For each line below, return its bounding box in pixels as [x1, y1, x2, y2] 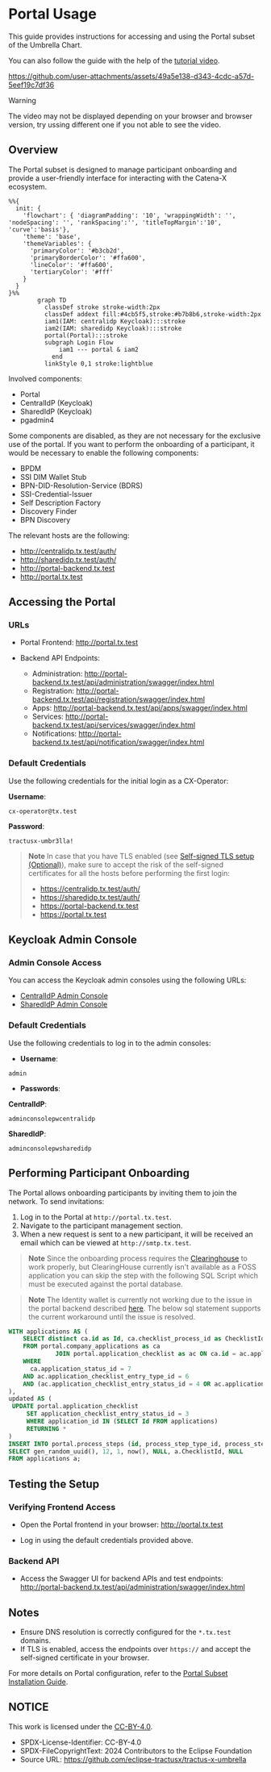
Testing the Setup [8, 1477, 99, 1491]
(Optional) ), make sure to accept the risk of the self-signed [27, 860, 224, 869]
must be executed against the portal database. [27, 1279, 183, 1289]
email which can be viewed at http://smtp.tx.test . [19, 1237, 192, 1247]
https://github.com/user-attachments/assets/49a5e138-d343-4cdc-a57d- [8, 71, 255, 81]
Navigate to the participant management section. [19, 1220, 183, 1230]
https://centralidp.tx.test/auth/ [40, 884, 141, 894]
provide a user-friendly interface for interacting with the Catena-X [8, 173, 227, 182]
